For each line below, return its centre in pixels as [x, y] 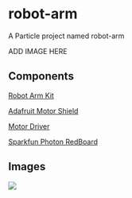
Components [41, 76]
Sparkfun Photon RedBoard [53, 142]
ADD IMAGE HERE [38, 51]
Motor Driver [29, 126]
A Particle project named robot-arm [66, 36]
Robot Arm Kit [31, 95]
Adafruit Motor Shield [43, 111]
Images [27, 167]
